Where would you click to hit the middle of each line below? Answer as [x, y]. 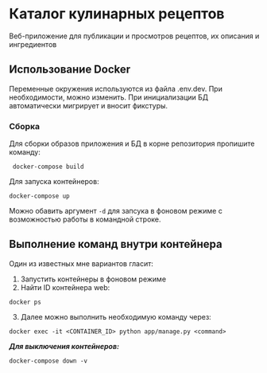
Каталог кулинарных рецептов [117, 14]
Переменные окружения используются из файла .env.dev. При [116, 88]
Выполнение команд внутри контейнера [116, 244]
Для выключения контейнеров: [64, 346]
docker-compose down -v [48, 361]
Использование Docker [70, 70]
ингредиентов [33, 44]
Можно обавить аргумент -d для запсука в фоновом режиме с [116, 211]
